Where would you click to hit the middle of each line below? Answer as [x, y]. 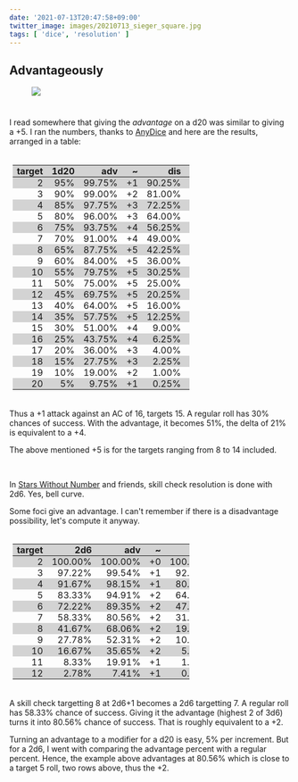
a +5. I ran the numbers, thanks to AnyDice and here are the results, [134, 132]
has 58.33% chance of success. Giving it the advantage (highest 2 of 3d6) [146, 712]
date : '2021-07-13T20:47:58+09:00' [75, 17]
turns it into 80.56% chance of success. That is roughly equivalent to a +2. [146, 722]
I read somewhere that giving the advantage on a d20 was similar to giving [147, 122]
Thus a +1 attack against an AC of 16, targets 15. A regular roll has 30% [139, 413]
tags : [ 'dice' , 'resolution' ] [69, 34]
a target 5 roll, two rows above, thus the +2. [89, 768]
